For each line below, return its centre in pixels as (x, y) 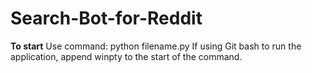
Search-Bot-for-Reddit (106, 18)
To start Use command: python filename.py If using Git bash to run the (156, 46)
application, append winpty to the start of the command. (126, 56)
